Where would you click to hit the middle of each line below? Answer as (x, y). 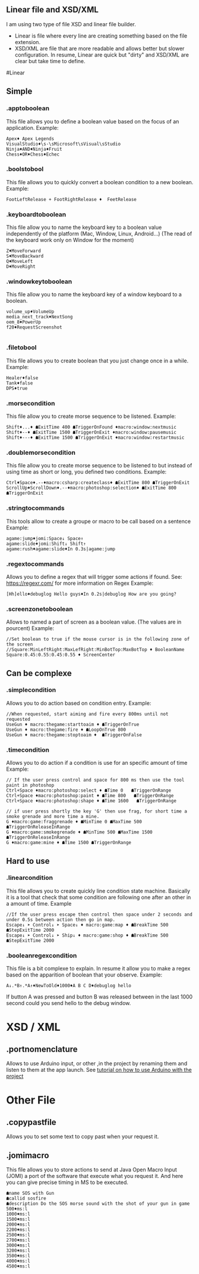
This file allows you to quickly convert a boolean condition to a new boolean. (100, 182)
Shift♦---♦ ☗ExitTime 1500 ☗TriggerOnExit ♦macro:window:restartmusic (95, 438)
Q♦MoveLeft (20, 262)
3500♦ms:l (18, 1256)
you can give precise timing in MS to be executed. (67, 1182)
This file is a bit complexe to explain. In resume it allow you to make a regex (98, 969)
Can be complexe (39, 673)
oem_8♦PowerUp (24, 322)
